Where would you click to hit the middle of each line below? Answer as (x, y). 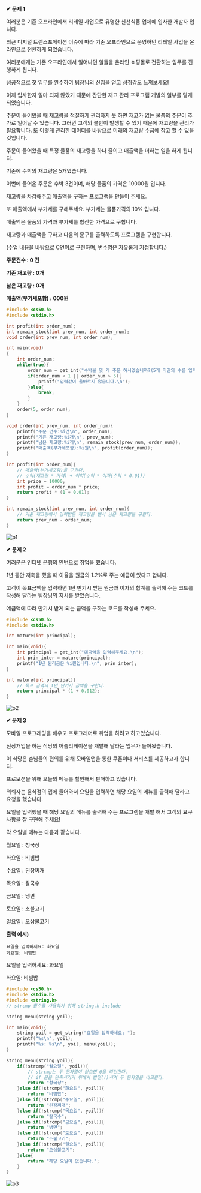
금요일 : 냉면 (21, 896)
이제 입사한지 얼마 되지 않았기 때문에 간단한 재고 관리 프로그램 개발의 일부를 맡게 (100, 95)
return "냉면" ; (45, 1128)
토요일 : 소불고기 (25, 909)
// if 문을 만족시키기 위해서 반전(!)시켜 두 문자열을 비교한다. (96, 1077)
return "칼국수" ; (47, 1116)
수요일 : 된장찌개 (25, 870)
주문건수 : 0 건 (23, 260)
